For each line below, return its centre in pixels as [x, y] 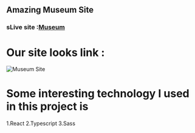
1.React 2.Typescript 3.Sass [41, 123]
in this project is [47, 107]
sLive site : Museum [36, 27]
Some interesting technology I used [98, 94]
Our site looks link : [56, 53]
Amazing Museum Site [50, 10]
